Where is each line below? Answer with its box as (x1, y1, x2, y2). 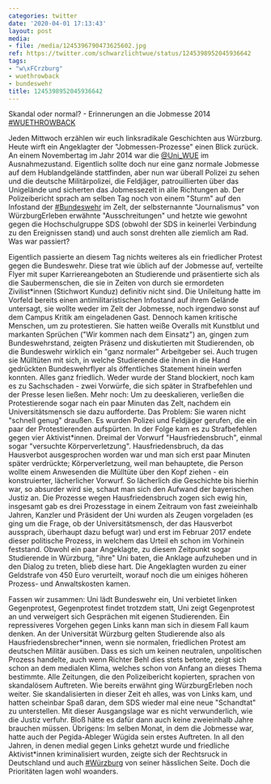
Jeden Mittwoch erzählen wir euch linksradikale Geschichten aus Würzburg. (8, 133, 263, 143)
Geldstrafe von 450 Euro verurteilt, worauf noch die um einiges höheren (8, 570, 248, 580)
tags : (8, 57, 27, 66)
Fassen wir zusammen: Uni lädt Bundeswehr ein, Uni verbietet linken (8, 595, 237, 604)
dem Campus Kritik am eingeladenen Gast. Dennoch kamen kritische (8, 312, 238, 322)
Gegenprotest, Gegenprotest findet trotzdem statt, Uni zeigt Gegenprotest (8, 604, 255, 613)
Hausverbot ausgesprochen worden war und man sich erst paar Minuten (8, 450, 251, 460)
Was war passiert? (8, 236, 70, 247)
